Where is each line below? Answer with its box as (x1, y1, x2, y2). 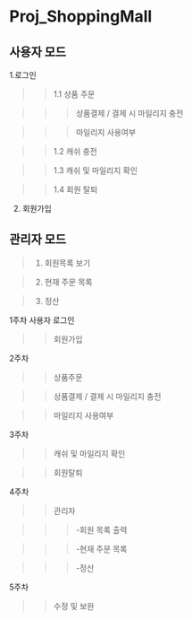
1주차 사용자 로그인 (9, 314, 75, 325)
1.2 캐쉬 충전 (53, 146, 98, 156)
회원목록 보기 (44, 258, 91, 268)
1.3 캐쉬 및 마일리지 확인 (53, 165, 138, 176)
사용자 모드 (9, 44, 67, 59)
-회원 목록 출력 (75, 524, 128, 535)
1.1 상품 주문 (53, 89, 96, 100)
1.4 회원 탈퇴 (53, 184, 98, 195)
